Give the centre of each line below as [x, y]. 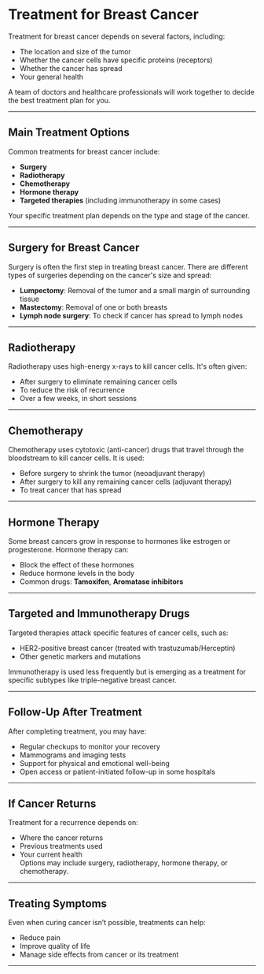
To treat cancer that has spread [70, 490]
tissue [29, 299]
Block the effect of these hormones [77, 565]
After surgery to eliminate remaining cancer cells [98, 382]
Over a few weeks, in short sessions [78, 399]
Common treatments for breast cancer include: [84, 151]
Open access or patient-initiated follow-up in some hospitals [117, 771]
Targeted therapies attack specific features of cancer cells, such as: [118, 633]
